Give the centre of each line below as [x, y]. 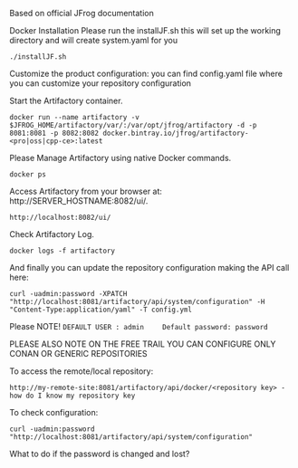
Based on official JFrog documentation [82, 13]
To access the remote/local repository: [82, 371]
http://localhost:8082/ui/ [60, 217]
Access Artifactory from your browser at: [86, 191]
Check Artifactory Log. [52, 234]
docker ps [28, 175]
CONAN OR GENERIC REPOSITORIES [78, 353]
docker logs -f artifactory [62, 251]
